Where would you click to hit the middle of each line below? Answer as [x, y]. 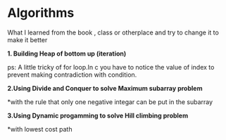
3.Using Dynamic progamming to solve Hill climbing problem [98, 115]
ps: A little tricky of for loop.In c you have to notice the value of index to [111, 67]
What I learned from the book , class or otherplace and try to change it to [113, 32]
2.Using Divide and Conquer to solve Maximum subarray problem [105, 88]
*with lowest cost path [40, 129]
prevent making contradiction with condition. [72, 75]
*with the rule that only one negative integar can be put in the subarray [110, 102]
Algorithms [41, 13]
